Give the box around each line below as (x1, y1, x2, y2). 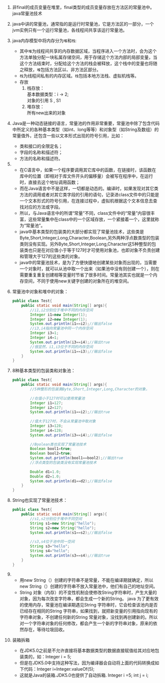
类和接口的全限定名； (19, 143, 63, 149)
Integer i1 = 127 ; (30, 401, 63, 405)
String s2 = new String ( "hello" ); (30, 525, 96, 530)
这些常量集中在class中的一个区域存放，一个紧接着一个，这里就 (28, 216, 155, 222)
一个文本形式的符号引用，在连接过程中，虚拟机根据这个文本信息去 (19, 198, 153, 203)
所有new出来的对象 (27, 110, 66, 116)
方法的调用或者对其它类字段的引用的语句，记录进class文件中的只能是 (19, 192, 160, 198)
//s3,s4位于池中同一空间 (30, 539, 75, 544)
